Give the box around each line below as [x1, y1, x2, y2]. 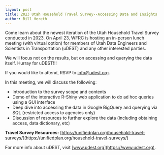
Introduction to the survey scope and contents [12, 89, 106, 95]
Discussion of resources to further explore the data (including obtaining [12, 115, 158, 121]
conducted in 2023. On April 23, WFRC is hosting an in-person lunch [5, 35, 144, 41]
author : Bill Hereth [5, 16, 48, 21]
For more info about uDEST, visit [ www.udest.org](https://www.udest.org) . [5, 145, 156, 151]
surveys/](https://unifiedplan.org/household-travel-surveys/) [5, 135, 129, 141]
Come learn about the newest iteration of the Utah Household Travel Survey [5, 30, 159, 36]
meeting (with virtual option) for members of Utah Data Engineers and [5, 40, 147, 46]
